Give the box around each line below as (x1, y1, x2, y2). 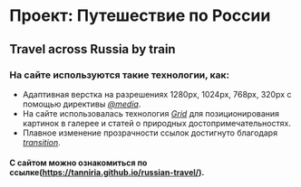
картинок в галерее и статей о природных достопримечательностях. (22, 117, 292, 128)
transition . (22, 136, 61, 147)
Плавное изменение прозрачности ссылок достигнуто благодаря (22, 127, 278, 138)
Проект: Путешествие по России (9, 5, 271, 26)
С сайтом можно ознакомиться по (9, 157, 148, 168)
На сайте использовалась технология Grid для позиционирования (22, 108, 279, 118)
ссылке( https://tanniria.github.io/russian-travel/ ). (9, 167, 205, 178)
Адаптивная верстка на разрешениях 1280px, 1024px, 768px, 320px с (22, 89, 292, 99)
